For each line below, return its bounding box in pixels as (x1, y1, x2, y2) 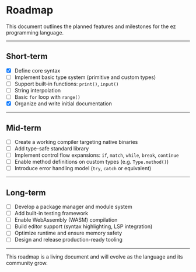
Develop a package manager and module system (14, 203, 132, 211)
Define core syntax (14, 67, 61, 74)
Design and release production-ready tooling (14, 236, 123, 243)
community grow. (6, 260, 48, 267)
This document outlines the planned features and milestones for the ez (6, 23, 176, 30)
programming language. (6, 29, 64, 36)
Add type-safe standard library (14, 145, 89, 152)
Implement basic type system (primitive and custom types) (14, 74, 156, 81)
